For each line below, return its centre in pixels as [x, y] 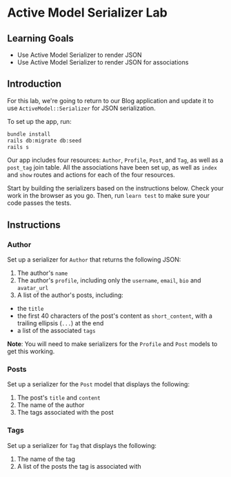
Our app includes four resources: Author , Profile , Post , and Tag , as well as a [115, 160]
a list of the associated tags [56, 331]
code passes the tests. [39, 203]
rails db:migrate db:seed [44, 141]
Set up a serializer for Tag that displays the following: [82, 445]
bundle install [29, 134]
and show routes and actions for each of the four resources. [91, 175]
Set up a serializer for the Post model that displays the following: [98, 384]
